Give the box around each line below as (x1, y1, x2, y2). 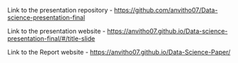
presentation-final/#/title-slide (7, 34, 96, 43)
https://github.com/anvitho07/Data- (114, 6, 218, 14)
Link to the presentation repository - (7, 6, 113, 14)
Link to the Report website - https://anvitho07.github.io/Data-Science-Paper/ (7, 48, 231, 56)
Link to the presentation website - (7, 27, 106, 35)
